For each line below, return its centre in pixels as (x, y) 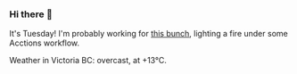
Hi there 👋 (31, 14)
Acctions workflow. (45, 43)
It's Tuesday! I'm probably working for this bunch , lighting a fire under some (148, 34)
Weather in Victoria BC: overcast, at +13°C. (88, 61)
